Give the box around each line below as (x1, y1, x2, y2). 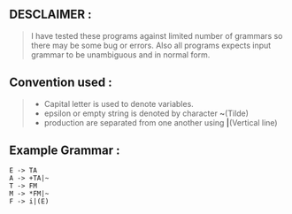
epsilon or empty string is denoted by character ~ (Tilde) (43, 108, 250, 118)
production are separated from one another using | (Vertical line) (43, 117, 278, 127)
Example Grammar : (9, 143, 120, 158)
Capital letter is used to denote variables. (43, 98, 195, 109)
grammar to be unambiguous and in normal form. (30, 49, 211, 60)
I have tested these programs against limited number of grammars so (30, 30, 283, 41)
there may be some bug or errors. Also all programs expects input (30, 40, 272, 50)
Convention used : (9, 75, 112, 90)
